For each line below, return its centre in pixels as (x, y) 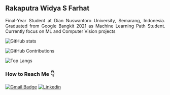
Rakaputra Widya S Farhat (47, 8)
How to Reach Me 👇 (30, 74)
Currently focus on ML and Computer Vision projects (60, 31)
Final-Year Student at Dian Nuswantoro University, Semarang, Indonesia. (85, 20)
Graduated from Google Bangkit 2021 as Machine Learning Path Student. (85, 26)
